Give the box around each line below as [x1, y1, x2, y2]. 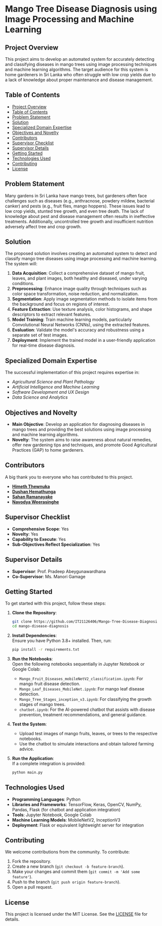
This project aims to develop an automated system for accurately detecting [5, 56, 155, 62]
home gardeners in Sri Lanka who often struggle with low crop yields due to [5, 72, 156, 77]
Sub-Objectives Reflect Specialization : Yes [12, 541, 100, 547]
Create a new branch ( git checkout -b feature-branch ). [12, 863, 125, 870]
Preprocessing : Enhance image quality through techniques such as [12, 286, 147, 292]
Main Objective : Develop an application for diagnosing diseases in [12, 421, 145, 427]
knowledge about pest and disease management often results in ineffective [5, 213, 155, 219]
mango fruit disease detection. [19, 681, 81, 687]
